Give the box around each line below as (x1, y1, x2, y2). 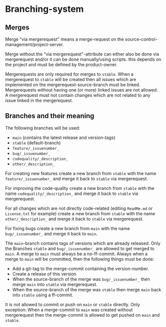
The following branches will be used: (5, 125, 80, 131)
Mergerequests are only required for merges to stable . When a (5, 71, 134, 77)
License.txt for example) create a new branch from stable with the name (5, 210, 155, 216)
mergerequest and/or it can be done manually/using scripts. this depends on (5, 56, 162, 62)
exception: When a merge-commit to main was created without (5, 307, 133, 313)
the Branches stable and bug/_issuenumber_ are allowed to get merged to (5, 245, 155, 251)
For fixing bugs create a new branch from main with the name (5, 225, 130, 231)
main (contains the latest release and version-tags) (12, 135, 115, 140)
